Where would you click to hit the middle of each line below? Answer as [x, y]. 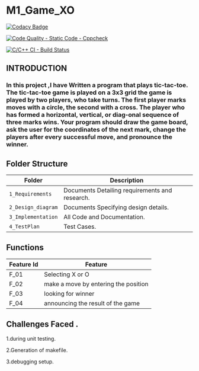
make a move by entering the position [96, 284]
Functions [25, 247]
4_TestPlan [24, 227]
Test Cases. [80, 227]
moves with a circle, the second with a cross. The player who [96, 107]
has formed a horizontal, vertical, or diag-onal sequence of [93, 115]
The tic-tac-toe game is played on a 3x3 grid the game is [89, 92]
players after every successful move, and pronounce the [89, 137]
